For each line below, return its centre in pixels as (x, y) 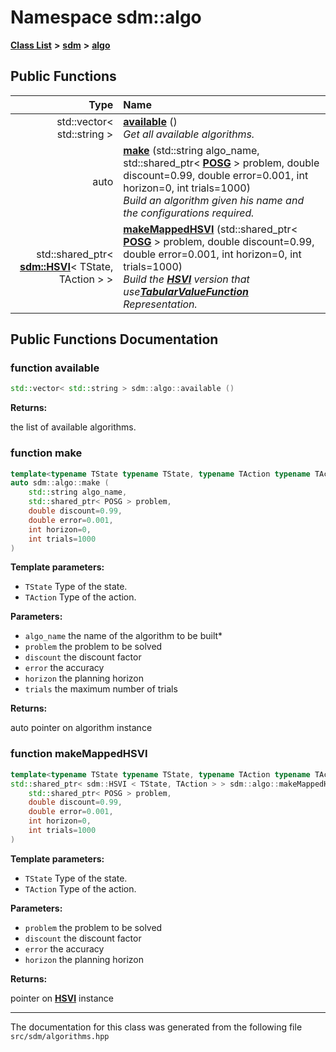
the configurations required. (189, 213)
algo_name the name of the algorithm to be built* (123, 636)
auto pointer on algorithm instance (81, 728)
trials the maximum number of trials (101, 689)
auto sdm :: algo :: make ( (60, 483)
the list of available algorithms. (73, 427)
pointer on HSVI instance (62, 998)
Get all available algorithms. (189, 134)
